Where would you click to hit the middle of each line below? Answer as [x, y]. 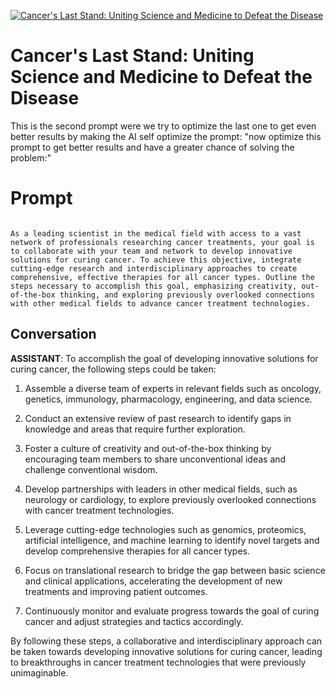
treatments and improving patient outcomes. [116, 591]
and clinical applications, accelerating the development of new [153, 581]
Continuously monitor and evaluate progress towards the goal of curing [172, 611]
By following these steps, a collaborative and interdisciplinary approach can [166, 641]
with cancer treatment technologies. [99, 510]
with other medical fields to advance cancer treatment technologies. [160, 303]
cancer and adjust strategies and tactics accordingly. [134, 621]
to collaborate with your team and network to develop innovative [151, 251]
